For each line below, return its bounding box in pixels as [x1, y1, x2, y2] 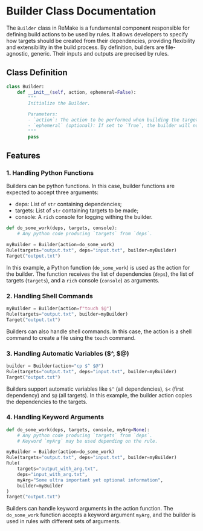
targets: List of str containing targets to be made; [14, 207, 139, 214]
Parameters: [28, 111, 59, 117]
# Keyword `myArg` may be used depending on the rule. [17, 438, 158, 444]
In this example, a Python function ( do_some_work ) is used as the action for [6, 264, 190, 271]
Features [6, 151, 40, 161]
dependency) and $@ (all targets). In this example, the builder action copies [6, 391, 192, 399]
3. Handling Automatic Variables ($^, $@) [6, 349, 130, 357]
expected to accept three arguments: [6, 189, 98, 196]
